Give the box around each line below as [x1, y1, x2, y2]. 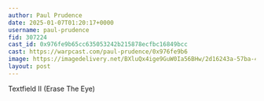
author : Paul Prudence [8, 11, 82, 20]
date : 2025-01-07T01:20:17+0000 [8, 19, 114, 27]
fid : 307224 [8, 33, 47, 41]
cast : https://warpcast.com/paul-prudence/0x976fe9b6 [8, 48, 189, 56]
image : [8, 56, 30, 63]
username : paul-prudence [8, 26, 90, 34]
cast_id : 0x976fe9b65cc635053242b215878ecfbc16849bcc [8, 41, 189, 49]
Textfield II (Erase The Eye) [8, 84, 96, 93]
